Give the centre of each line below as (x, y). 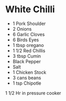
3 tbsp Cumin (27, 56)
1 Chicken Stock (29, 72)
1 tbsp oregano (28, 45)
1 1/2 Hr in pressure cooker (33, 93)
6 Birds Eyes (26, 40)
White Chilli (30, 9)
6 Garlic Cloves (28, 34)
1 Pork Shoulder (29, 23)
